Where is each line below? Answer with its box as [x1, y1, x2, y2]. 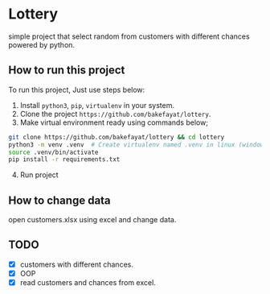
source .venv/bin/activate [8, 148, 99, 156]
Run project [19, 170, 59, 180]
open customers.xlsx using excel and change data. [8, 215, 177, 225]
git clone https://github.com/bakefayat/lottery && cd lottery [8, 133, 225, 141]
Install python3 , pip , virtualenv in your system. [19, 100, 175, 110]
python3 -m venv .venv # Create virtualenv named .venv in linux [8, 140, 235, 149]
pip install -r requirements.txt [8, 155, 121, 164]
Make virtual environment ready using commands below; [19, 118, 209, 127]
